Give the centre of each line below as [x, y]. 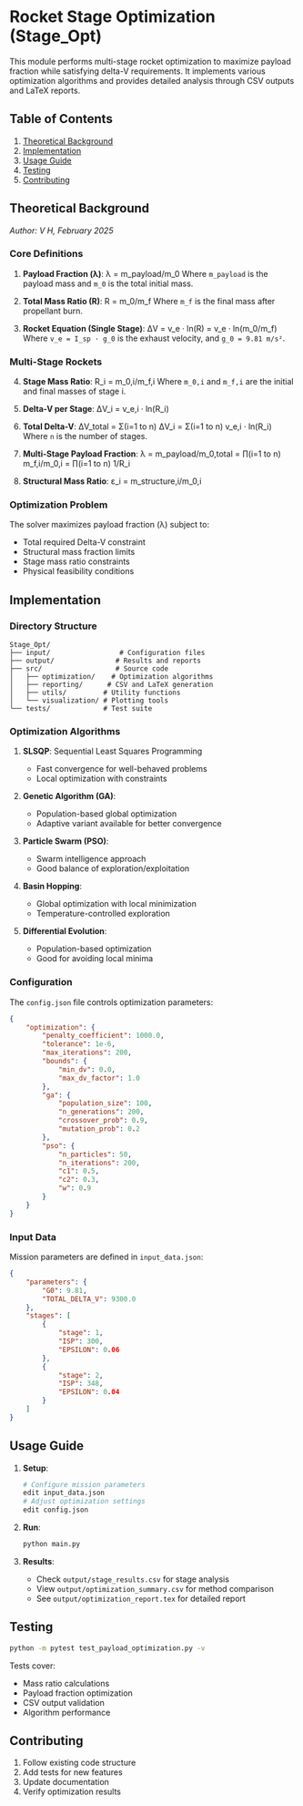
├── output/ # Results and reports [106, 661]
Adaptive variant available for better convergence [129, 824]
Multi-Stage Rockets [56, 362]
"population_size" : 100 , [105, 1103]
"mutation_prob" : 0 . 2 [99, 1129]
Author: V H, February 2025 [61, 231]
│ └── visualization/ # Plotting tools [89, 701]
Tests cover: [33, 1666]
